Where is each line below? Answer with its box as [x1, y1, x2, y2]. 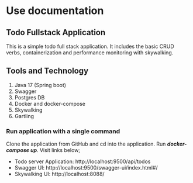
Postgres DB [14, 94, 45, 101]
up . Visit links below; [30, 147, 81, 154]
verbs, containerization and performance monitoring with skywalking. [6, 49, 174, 56]
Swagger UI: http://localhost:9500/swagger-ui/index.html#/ [14, 164, 158, 171]
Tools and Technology [6, 66, 89, 76]
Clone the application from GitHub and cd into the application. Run [6, 140, 166, 147]
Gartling [14, 112, 34, 119]
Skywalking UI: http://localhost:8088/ [14, 171, 105, 178]
